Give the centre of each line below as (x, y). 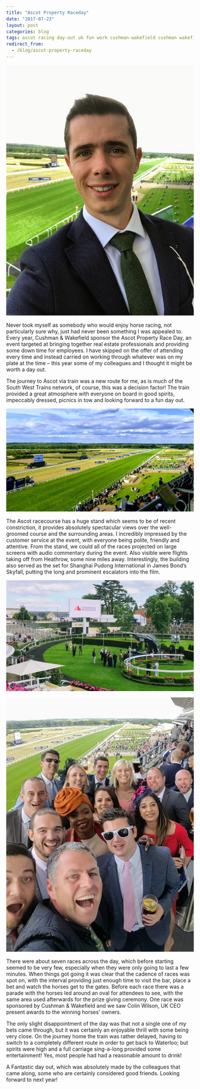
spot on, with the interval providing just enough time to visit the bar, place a (99, 980)
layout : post (22, 25)
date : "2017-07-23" (30, 19)
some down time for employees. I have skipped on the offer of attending (95, 350)
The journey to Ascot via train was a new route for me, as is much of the (95, 381)
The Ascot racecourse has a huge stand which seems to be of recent (91, 521)
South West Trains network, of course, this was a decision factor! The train (98, 387)
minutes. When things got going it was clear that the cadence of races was (98, 974)
